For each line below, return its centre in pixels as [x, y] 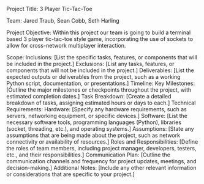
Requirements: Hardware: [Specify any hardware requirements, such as [96, 109]
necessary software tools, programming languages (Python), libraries [94, 122]
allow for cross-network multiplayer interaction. [66, 46]
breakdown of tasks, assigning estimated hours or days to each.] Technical [101, 103]
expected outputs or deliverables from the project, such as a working [93, 77]
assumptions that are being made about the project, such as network [93, 135]
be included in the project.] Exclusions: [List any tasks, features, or [90, 64]
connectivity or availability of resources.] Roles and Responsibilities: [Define [102, 142]
